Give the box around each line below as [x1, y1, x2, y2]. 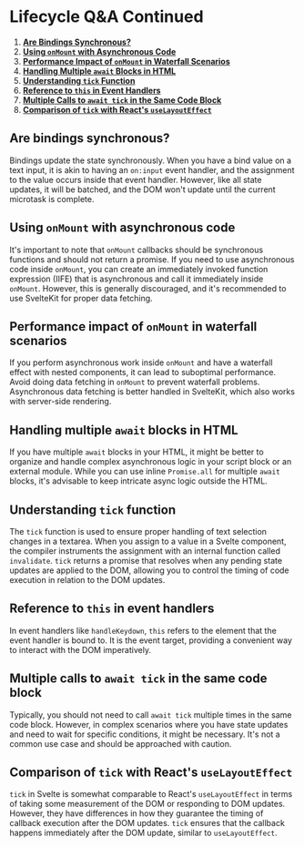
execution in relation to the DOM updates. [9, 575, 166, 585]
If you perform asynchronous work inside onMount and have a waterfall [9, 357, 273, 368]
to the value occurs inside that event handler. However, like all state [9, 174, 262, 185]
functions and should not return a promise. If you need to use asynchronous [9, 253, 295, 265]
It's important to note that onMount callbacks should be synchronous [9, 244, 264, 255]
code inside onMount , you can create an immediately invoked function [9, 263, 269, 274]
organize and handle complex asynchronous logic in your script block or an [9, 456, 292, 467]
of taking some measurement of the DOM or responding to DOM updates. [9, 799, 286, 810]
